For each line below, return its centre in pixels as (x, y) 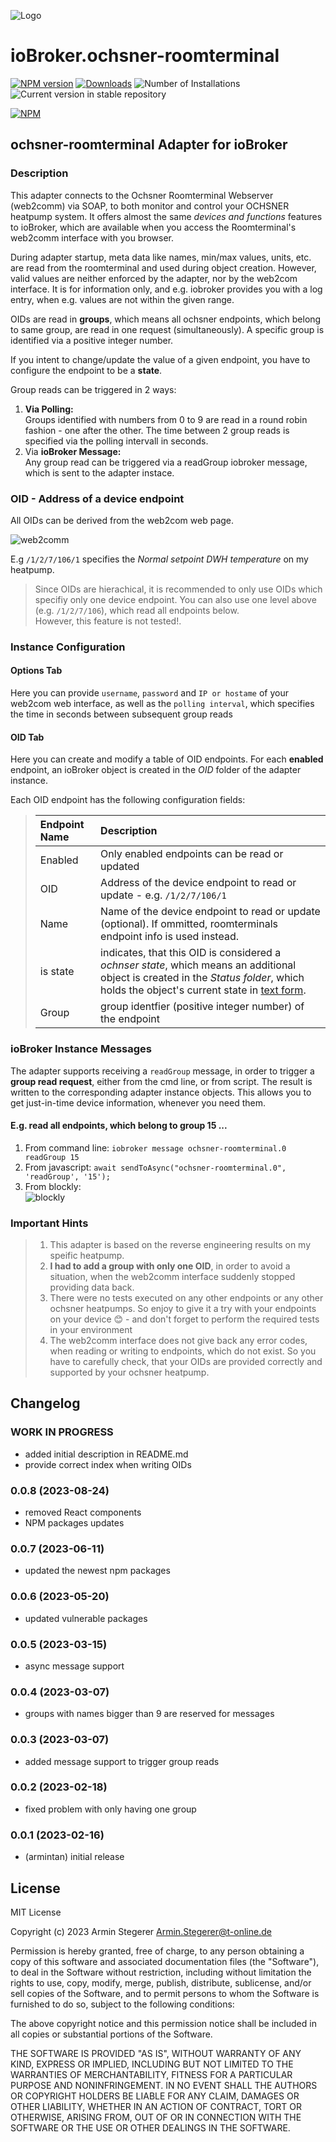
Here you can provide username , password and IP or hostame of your (149, 693)
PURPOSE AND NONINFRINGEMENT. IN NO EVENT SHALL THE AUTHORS (164, 2085)
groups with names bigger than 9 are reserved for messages (149, 1714)
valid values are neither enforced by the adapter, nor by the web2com (154, 278)
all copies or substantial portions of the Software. (111, 2034)
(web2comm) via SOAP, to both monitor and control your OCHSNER (150, 206)
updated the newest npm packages (97, 1571)
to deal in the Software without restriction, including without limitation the (161, 1972)
